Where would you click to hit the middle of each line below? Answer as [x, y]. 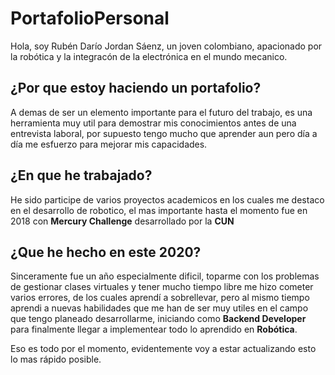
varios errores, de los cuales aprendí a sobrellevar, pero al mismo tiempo [160, 298]
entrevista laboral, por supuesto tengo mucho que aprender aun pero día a [164, 133]
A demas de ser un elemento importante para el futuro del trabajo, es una [161, 112]
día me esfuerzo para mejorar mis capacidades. [109, 144]
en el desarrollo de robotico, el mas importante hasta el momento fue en [159, 210]
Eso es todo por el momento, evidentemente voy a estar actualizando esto [163, 349]
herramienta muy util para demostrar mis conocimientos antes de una [153, 123]
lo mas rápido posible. [56, 359]
